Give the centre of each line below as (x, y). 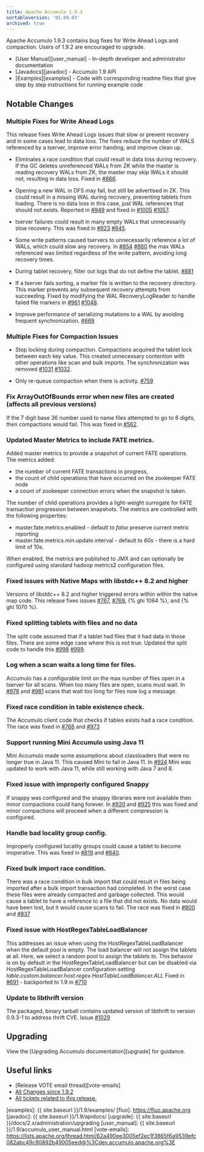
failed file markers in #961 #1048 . (57, 303)
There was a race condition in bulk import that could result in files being (96, 882)
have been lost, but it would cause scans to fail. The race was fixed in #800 (101, 908)
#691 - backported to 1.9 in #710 (47, 982)
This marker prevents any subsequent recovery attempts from (93, 289)
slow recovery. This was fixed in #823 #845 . (70, 228)
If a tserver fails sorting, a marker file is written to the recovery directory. (106, 283)
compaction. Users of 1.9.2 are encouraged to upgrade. (76, 47)
